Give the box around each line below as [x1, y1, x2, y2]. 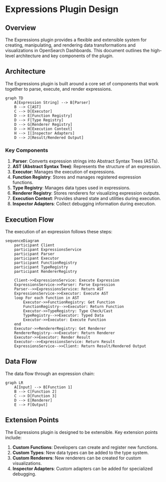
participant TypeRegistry [14, 264, 68, 269]
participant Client [14, 242, 55, 248]
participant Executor [14, 256, 59, 261]
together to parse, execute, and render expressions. [5, 86, 112, 92]
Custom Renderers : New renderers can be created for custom [12, 455, 141, 461]
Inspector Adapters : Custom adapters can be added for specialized [12, 465, 153, 471]
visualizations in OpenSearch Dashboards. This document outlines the [5, 48, 150, 53]
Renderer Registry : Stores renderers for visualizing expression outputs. [12, 190, 160, 196]
